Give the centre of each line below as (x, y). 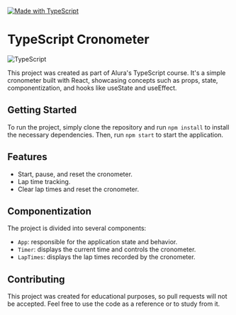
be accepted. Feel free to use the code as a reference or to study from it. (114, 304)
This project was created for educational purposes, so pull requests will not (117, 297)
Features (27, 157)
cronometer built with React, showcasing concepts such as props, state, (113, 80)
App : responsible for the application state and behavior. (97, 242)
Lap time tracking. (44, 181)
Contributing (36, 279)
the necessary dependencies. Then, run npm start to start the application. (116, 134)
